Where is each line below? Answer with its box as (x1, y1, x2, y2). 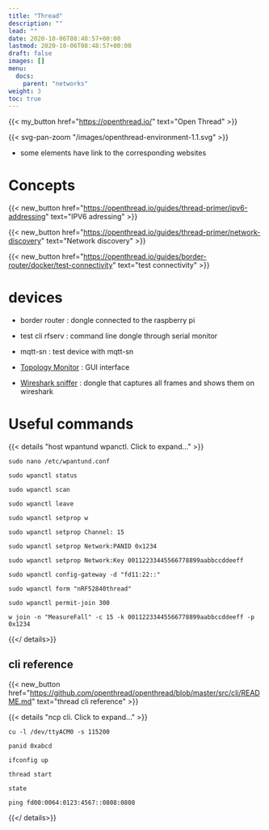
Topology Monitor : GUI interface (19, 362, 130, 372)
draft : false (8, 49, 53, 57)
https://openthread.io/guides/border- (83, 252, 208, 261)
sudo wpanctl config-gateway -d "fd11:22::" (8, 571, 161, 579)
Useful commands (8, 415, 134, 434)
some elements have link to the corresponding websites (19, 148, 207, 158)
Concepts (8, 176, 75, 195)
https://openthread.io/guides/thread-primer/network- (83, 227, 261, 237)
